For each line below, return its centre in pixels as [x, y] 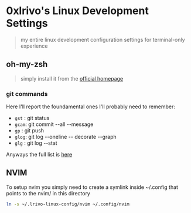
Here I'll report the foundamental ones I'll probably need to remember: [91, 106]
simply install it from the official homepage [72, 78]
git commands [27, 94]
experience [34, 46]
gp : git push [29, 131]
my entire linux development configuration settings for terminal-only [103, 39]
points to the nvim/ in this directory [48, 193]
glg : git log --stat [36, 143]
